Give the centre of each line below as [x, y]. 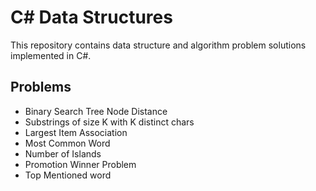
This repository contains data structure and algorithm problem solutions [158, 45]
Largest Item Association [76, 132]
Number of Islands [63, 153]
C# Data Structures [91, 17]
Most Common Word [67, 143]
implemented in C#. [51, 55]
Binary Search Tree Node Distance [96, 111]
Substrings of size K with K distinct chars [109, 122]
